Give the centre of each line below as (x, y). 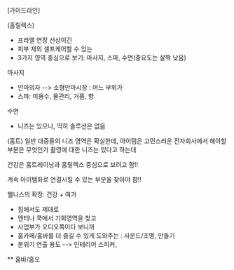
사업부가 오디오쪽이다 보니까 (56, 227)
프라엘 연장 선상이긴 (44, 40)
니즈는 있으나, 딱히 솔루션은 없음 (61, 126)
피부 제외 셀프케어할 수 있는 (55, 49)
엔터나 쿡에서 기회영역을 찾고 (57, 218)
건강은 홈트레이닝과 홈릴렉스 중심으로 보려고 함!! (73, 164)
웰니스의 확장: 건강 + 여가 (42, 194)
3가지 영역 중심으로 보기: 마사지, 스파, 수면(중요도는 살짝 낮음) (102, 58)
